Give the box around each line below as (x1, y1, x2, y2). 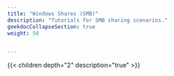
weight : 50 (7, 29, 39, 37)
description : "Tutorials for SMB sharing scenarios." (7, 17, 168, 24)
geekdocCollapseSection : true (7, 23, 96, 30)
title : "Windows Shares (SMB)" (7, 10, 99, 17)
